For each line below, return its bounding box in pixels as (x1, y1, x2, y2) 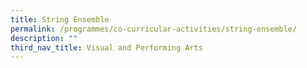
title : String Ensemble (10, 14, 110, 25)
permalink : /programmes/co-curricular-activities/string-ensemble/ (10, 24, 298, 34)
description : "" (10, 33, 78, 43)
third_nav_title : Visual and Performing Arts (10, 42, 203, 53)
